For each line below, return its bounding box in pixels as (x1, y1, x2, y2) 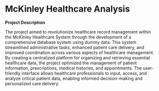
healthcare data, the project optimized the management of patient (5, 60, 137, 66)
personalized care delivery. (5, 80, 60, 86)
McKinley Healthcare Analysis (5, 3, 130, 15)
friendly (5, 70, 21, 76)
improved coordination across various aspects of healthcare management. (5, 50, 155, 55)
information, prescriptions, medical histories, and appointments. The (5, 65, 142, 71)
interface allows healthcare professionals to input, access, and (21, 70, 147, 76)
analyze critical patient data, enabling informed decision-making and (5, 75, 142, 81)
